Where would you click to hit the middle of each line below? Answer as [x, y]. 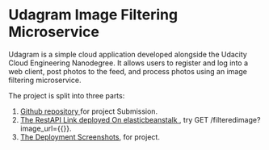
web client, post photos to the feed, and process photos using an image [128, 71]
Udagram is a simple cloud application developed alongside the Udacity [128, 54]
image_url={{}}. [46, 128]
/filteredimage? [235, 119]
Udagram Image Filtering [93, 15]
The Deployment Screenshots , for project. [90, 137]
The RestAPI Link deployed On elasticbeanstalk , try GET [114, 119]
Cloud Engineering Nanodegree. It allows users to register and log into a [128, 63]
